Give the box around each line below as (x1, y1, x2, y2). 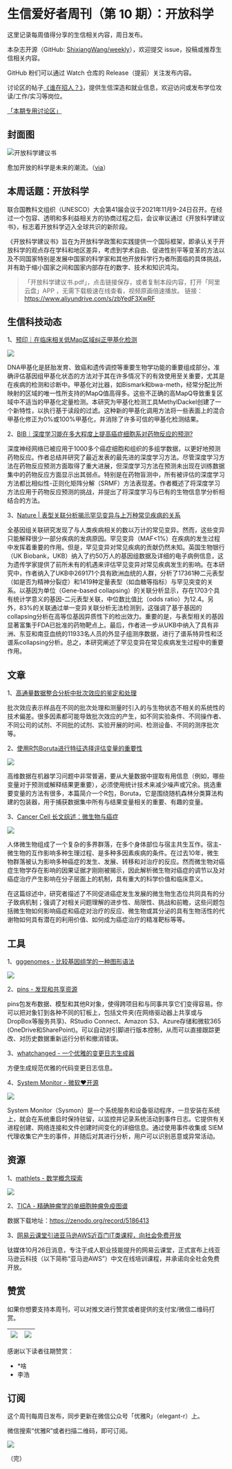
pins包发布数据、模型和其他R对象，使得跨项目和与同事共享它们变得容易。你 (7, 1000, 223, 1007)
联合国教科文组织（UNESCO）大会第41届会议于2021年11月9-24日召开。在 (7, 205, 217, 213)
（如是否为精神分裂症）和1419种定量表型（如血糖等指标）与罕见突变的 (7, 578, 207, 586)
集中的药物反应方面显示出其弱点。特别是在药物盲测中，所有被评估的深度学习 (7, 471, 225, 479)
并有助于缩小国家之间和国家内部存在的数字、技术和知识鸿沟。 (7, 263, 183, 271)
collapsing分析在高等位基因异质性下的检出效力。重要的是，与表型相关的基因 (7, 612, 224, 621)
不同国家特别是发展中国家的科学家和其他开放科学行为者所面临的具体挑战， (12, 254, 225, 263)
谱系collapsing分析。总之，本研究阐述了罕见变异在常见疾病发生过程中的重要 (7, 638, 224, 647)
